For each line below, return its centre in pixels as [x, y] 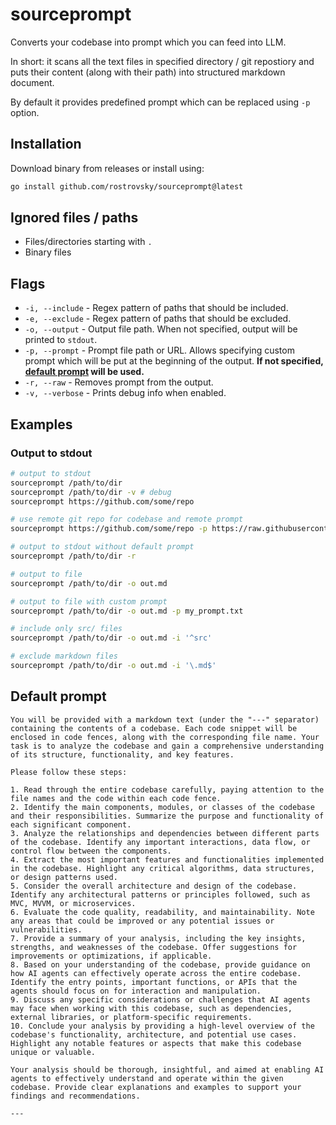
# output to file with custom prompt [89, 601]
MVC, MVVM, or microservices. [73, 903]
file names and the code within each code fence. [116, 798]
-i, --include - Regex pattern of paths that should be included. [156, 308]
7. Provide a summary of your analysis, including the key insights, [158, 938]
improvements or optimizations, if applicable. [111, 956]
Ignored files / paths [74, 218]
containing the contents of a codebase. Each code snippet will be [154, 728]
